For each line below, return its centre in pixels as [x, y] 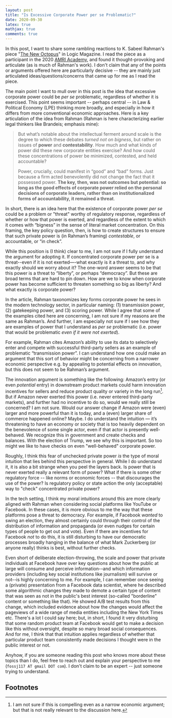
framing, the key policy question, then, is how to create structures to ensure [85, 230]
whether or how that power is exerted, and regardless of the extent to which [85, 219]
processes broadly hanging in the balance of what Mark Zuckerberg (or [81, 542]
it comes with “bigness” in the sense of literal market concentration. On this [85, 225]
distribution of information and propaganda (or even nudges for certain [80, 526]
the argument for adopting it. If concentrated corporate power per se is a [82, 257]
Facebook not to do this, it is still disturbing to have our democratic [76, 537]
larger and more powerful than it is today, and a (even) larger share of [79, 413]
